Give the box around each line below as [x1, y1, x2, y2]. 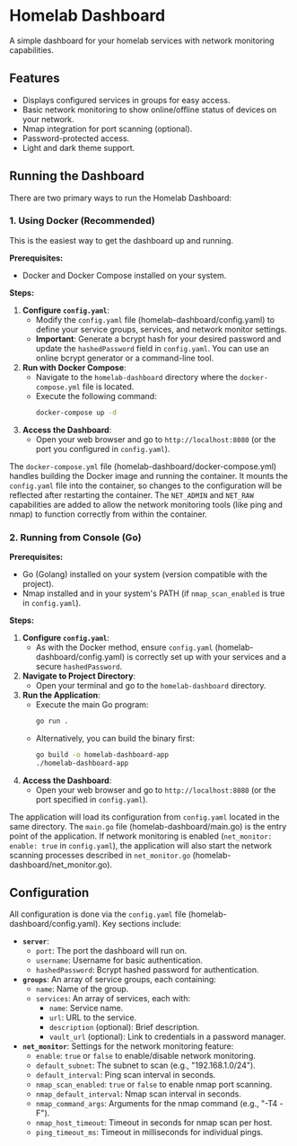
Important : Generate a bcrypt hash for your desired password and [35, 333, 282, 344]
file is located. [82, 381, 135, 392]
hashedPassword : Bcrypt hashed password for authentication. [35, 964, 259, 975]
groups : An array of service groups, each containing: [22, 974, 217, 985]
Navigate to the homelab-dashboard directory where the [35, 371, 238, 382]
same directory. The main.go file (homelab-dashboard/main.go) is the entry [9, 821, 287, 831]
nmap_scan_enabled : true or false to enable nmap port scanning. [35, 1079, 273, 1090]
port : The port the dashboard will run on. [35, 946, 188, 956]
